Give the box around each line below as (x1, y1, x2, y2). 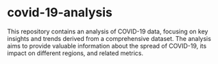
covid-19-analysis (7, 5, 113, 20)
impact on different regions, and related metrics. (7, 49, 144, 57)
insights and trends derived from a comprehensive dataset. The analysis (7, 34, 211, 42)
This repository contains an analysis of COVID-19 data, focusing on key (7, 27, 208, 35)
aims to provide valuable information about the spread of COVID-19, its (7, 42, 207, 50)
